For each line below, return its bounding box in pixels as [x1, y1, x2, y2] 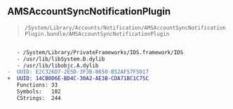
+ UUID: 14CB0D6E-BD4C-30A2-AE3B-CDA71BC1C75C [7, 75, 149, 82]
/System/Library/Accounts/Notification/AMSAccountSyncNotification [24, 24, 226, 31]
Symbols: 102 [16, 88, 61, 96]
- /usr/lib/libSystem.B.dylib [16, 56, 105, 63]
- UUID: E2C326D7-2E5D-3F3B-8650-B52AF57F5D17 [7, 68, 149, 76]
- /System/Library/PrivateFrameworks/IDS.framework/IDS [16, 49, 184, 56]
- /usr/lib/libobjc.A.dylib [16, 62, 99, 69]
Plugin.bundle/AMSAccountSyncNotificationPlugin [24, 30, 170, 37]
